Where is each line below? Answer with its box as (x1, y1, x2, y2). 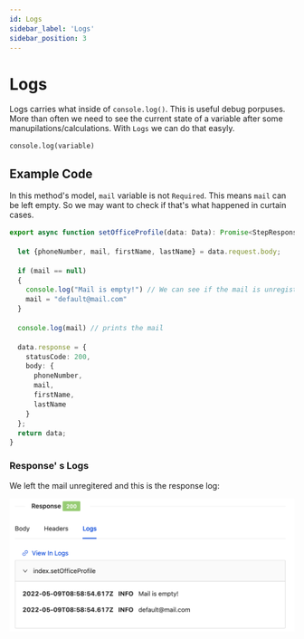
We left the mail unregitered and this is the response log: (9, 480, 220, 491)
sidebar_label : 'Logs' (9, 24, 95, 33)
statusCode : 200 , (25, 352, 91, 361)
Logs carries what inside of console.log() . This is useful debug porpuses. (9, 104, 286, 115)
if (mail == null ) (17, 266, 88, 275)
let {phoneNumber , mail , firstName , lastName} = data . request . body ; (17, 247, 281, 256)
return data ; (17, 428, 67, 438)
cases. (9, 209, 34, 221)
